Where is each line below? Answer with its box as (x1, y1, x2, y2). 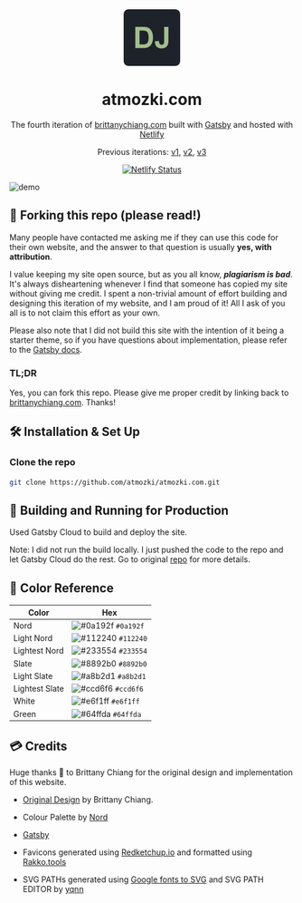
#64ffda (112, 710, 142, 719)
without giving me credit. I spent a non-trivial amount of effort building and (9, 287, 288, 298)
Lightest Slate (13, 684, 65, 694)
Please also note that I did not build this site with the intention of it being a (9, 325, 285, 335)
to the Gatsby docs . (9, 344, 83, 354)
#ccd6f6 (114, 685, 145, 694)
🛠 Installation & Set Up (9, 424, 140, 440)
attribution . (9, 251, 52, 262)
